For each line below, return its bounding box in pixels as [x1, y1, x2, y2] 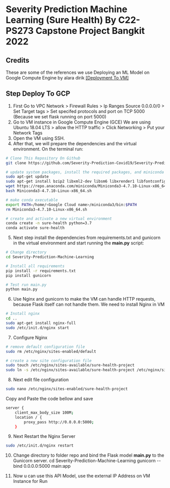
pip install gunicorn [6, 273, 51, 278]
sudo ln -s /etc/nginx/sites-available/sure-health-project [6, 368, 135, 373]
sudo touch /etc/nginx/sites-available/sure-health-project [6, 363, 135, 368]
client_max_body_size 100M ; [15, 410, 74, 415]
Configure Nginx [13, 334, 47, 340]
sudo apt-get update [6, 174, 49, 179]
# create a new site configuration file [6, 358, 92, 363]
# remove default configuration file [6, 344, 85, 349]
